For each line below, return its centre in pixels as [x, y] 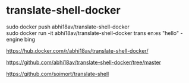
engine [15, 39]
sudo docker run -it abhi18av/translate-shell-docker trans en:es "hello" [93, 33]
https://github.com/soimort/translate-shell [58, 74]
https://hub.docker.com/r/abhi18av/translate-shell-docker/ [77, 50]
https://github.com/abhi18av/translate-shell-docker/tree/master [84, 62]
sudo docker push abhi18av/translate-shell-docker [68, 27]
